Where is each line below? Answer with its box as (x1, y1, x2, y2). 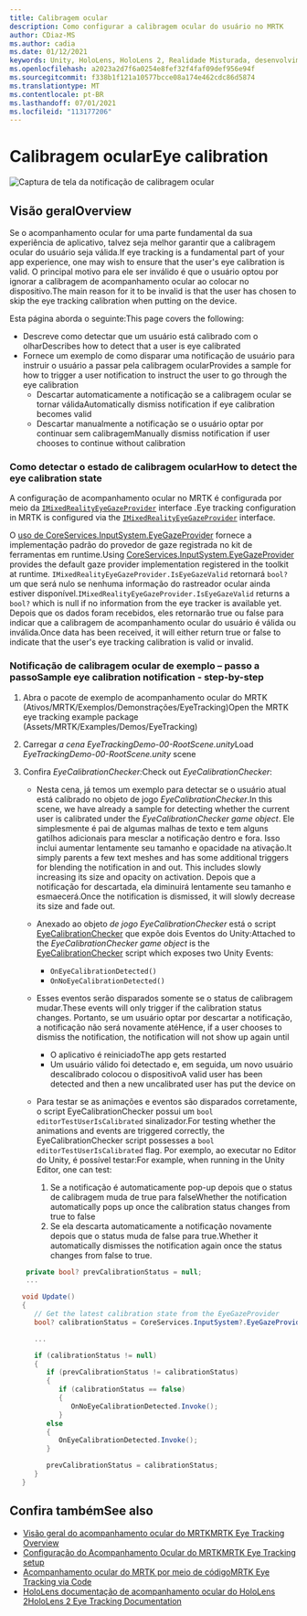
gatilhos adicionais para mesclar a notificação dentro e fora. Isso (36, 832, 281, 843)
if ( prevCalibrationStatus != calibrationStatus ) (46, 1368, 239, 1377)
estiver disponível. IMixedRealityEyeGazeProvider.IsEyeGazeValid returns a (9, 588, 291, 599)
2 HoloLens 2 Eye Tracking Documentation (22, 1595, 183, 1606)
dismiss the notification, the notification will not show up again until (36, 1031, 290, 1043)
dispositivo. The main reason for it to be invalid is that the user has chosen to (9, 285, 297, 296)
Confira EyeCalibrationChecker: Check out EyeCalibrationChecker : (22, 765, 272, 777)
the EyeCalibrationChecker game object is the (36, 937, 210, 948)
